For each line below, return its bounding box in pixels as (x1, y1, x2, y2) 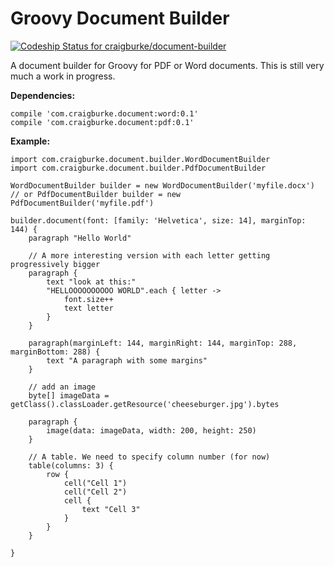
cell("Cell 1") (63, 478, 128, 488)
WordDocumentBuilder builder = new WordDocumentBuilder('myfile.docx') (10, 180, 315, 191)
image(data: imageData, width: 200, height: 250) (46, 425, 257, 436)
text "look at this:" (46, 277, 137, 287)
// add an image (28, 382, 97, 392)
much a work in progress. (10, 70, 116, 82)
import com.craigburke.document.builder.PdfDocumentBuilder (10, 163, 267, 173)
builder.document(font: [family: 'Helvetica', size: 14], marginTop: (10, 215, 307, 226)
